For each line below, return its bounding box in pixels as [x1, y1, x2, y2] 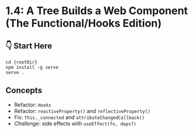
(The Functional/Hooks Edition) [5, 16, 162, 30]
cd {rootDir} [5, 59, 38, 65]
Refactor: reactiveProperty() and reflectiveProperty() [14, 107, 151, 114]
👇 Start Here [5, 41, 52, 51]
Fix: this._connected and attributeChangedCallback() [14, 114, 145, 121]
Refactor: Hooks [14, 101, 51, 108]
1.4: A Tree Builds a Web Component [5, 4, 188, 18]
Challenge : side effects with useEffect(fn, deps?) [14, 119, 137, 127]
